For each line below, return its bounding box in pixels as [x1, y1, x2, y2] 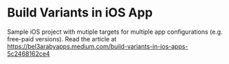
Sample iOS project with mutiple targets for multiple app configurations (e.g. [7, 28, 223, 36]
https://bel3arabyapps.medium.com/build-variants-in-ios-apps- [7, 42, 188, 50]
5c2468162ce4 [7, 50, 50, 58]
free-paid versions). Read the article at [7, 34, 117, 43]
